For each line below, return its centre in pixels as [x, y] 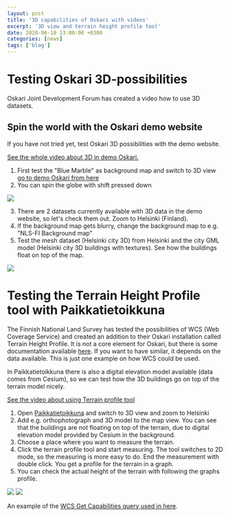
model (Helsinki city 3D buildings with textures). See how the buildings [117, 247]
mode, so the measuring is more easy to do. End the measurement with [118, 457]
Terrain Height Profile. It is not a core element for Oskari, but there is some [113, 343]
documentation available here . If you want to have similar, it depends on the [114, 351]
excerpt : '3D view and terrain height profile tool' [84, 26]
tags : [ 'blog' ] [29, 45]
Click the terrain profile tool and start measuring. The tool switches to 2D [120, 449]
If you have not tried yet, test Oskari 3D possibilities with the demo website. [114, 143]
